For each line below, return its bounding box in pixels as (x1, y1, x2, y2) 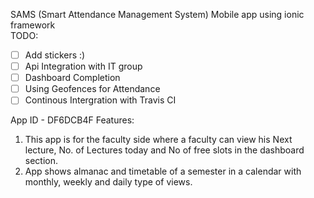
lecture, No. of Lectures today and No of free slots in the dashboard (24, 144, 305, 156)
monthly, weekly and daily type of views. (24, 176, 193, 188)
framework (10, 19, 56, 31)
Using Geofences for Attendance (24, 83, 161, 95)
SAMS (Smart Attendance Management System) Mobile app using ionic (10, 9, 305, 20)
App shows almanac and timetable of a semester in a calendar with (24, 165, 302, 178)
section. (24, 155, 59, 167)
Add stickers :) (24, 49, 86, 61)
